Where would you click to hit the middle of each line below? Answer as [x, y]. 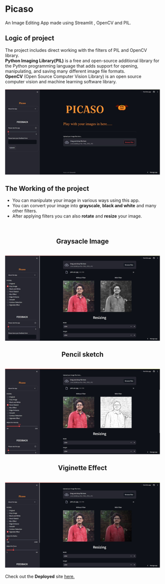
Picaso [19, 9]
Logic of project [30, 38]
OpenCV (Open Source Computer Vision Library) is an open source [73, 76]
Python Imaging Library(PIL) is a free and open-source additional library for [82, 61]
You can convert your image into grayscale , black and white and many [84, 206]
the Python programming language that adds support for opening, [72, 66]
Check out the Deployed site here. [40, 577]
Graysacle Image [82, 241]
